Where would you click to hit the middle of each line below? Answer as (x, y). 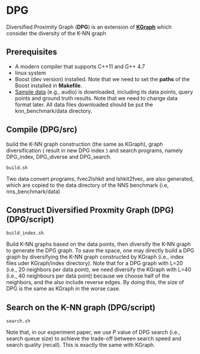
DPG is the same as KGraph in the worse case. (63, 289)
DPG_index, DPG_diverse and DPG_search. (59, 156)
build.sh (17, 168)
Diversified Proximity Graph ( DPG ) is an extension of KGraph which (89, 27)
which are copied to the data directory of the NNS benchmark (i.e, (87, 185)
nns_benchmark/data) (33, 191)
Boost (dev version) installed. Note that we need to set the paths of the (102, 79)
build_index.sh (25, 233)
